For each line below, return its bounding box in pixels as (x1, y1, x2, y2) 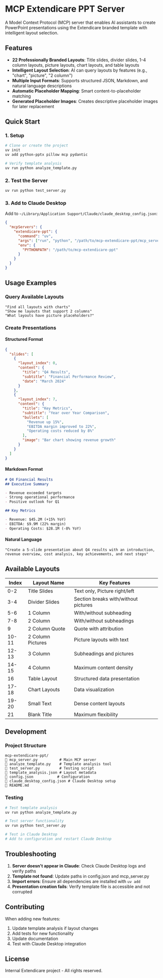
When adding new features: (5, 916, 61, 922)
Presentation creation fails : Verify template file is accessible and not (12, 884, 150, 889)
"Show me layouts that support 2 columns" (5, 309, 92, 314)
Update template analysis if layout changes (12, 925, 98, 931)
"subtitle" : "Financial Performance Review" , (22, 374, 116, 379)
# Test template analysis (5, 805, 57, 810)
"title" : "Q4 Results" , (22, 370, 70, 375)
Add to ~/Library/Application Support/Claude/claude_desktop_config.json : (5, 211, 158, 217)
